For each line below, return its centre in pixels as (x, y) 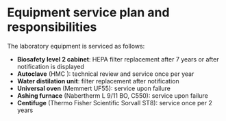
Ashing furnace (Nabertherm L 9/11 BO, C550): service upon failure (113, 95)
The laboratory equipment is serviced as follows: (76, 46)
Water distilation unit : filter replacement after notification (98, 81)
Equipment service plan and (88, 13)
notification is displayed (50, 66)
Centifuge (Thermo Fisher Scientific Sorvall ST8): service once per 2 (114, 103)
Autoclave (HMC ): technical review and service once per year (105, 74)
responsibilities (52, 27)
